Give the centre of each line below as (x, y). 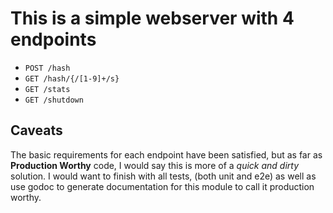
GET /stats (47, 89)
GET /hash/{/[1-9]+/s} (72, 78)
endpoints (53, 39)
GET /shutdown (54, 100)
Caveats (36, 130)
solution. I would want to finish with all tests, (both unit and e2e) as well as (163, 176)
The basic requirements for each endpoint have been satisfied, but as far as (166, 154)
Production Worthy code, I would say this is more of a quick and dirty (155, 165)
